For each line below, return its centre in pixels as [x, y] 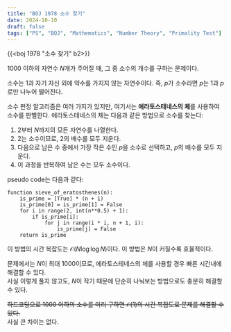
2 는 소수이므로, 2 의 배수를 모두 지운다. [69, 139]
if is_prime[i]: [55, 217]
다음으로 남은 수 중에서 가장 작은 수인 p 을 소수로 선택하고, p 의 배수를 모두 [116, 147]
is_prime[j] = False [86, 229]
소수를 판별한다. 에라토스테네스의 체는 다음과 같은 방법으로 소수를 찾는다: [105, 115]
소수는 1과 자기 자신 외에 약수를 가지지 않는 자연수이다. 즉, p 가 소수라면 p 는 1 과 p [115, 83]
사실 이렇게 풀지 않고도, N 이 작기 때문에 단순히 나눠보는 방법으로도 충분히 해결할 [115, 281]
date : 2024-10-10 [32, 20]
